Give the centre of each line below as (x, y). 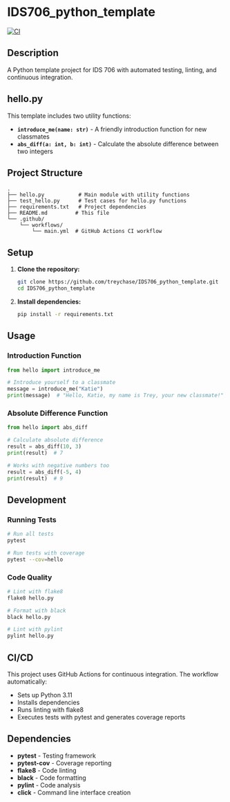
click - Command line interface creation (74, 792)
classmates (33, 137)
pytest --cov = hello (35, 559)
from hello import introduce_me (54, 370)
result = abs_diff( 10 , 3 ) (44, 447)
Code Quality (30, 577)
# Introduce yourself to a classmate (61, 383)
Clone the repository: (48, 269)
